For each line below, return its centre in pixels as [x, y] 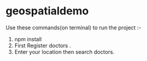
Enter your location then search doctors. [64, 51]
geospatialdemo [47, 11]
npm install [28, 39]
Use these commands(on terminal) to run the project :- [73, 28]
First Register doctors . [43, 45]
